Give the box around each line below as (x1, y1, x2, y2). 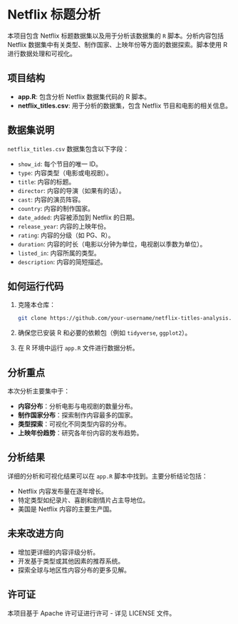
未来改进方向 (7, 528, 64, 540)
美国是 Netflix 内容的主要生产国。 (17, 504, 116, 513)
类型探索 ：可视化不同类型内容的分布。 (17, 420, 130, 428)
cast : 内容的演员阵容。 (17, 195, 85, 204)
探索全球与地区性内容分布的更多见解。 (17, 566, 130, 574)
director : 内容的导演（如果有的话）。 (17, 186, 126, 194)
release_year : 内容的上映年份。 (17, 222, 110, 230)
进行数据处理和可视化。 (7, 49, 76, 58)
